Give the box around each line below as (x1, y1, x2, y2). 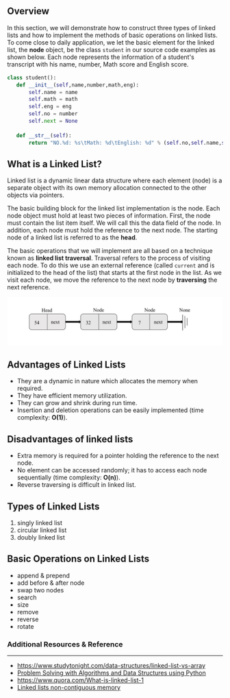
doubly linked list (16, 533, 65, 542)
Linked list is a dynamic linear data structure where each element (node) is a (7, 176, 222, 184)
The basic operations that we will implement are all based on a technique (7, 247, 214, 255)
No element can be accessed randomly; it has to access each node (16, 466, 207, 474)
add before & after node (16, 579, 85, 587)
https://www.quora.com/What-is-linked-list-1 (16, 676, 144, 684)
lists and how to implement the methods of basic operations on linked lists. (7, 31, 218, 39)
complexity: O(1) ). (16, 413, 68, 422)
